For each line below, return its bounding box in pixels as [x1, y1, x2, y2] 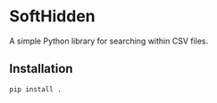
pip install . [9, 84, 63, 94]
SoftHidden [9, 6, 96, 27]
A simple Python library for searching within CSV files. [9, 36, 209, 46]
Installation [9, 61, 73, 76]
